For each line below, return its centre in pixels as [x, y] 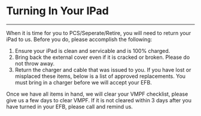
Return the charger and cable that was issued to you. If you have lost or [103, 70]
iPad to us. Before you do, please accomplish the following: [79, 39]
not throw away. [35, 63]
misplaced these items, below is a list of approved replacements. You [100, 76]
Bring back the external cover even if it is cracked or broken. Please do [102, 57]
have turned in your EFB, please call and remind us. [70, 106]
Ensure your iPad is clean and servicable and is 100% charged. [92, 51]
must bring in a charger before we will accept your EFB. [83, 82]
